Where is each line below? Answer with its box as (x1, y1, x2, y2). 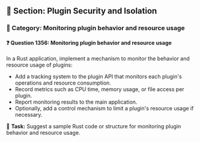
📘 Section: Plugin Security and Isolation (6, 6, 157, 16)
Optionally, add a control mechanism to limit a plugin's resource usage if (14, 104, 194, 111)
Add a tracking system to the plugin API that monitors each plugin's (14, 72, 182, 80)
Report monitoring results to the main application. (14, 98, 138, 105)
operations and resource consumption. (14, 79, 111, 86)
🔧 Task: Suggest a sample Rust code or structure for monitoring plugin (6, 122, 181, 129)
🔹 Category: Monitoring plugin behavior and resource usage (6, 24, 185, 32)
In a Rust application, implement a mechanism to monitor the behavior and (6, 55, 190, 62)
